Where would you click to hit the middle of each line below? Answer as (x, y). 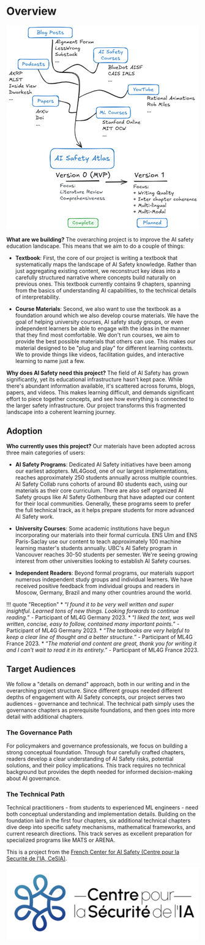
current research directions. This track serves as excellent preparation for (99, 834)
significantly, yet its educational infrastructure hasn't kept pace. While (94, 379)
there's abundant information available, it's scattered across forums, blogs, (101, 386)
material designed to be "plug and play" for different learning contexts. (104, 348)
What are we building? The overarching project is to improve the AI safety (100, 239)
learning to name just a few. (50, 361)
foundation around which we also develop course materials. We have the (107, 315)
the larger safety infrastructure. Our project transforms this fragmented (96, 405)
